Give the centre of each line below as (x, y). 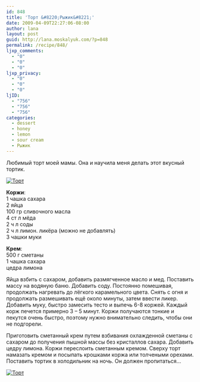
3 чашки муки (24, 237)
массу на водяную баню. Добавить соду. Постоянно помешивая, (90, 285)
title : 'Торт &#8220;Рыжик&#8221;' (50, 17)
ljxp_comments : (25, 51)
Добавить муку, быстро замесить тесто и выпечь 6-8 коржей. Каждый (97, 305)
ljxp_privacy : (24, 73)
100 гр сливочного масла (39, 211)
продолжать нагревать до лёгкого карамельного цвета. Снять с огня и (97, 292)
